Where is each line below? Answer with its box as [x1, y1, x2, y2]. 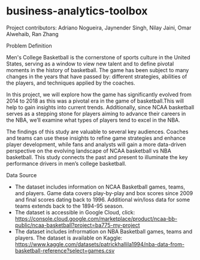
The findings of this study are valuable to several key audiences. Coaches [6, 128, 189, 135]
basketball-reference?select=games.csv [14, 247, 115, 254]
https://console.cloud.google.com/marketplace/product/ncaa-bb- [14, 215, 178, 222]
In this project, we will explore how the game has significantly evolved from [6, 91, 192, 98]
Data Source [6, 171, 37, 178]
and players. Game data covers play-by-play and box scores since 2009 [14, 189, 193, 196]
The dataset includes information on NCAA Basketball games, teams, [14, 183, 186, 190]
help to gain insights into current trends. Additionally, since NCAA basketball [6, 103, 195, 110]
